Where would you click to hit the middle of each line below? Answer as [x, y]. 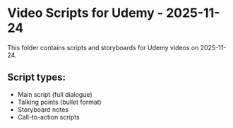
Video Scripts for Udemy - [85, 13]
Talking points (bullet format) [60, 102]
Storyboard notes [43, 109]
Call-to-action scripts [48, 117]
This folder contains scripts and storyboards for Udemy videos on [103, 47]
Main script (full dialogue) [55, 94]
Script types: [36, 77]
